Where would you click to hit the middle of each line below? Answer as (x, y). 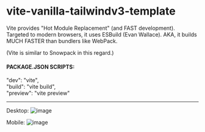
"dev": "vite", (23, 80)
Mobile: (16, 122)
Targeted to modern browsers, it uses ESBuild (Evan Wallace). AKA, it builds (102, 34)
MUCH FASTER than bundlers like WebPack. (62, 41)
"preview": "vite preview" (38, 93)
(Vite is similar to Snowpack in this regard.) (60, 52)
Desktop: (18, 111)
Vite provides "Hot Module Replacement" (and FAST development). (91, 28)
